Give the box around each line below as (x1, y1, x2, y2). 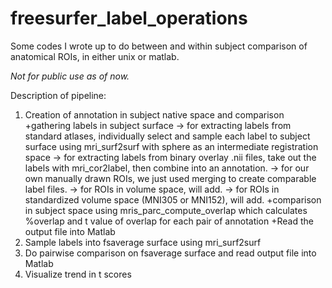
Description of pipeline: (10, 89, 107, 101)
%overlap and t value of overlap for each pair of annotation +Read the (24, 215, 314, 227)
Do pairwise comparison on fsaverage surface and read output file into (24, 247, 317, 259)
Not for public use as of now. (10, 70, 130, 82)
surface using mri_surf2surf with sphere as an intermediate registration (24, 140, 319, 152)
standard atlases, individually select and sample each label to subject (24, 130, 311, 142)
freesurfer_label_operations (10, 7, 248, 30)
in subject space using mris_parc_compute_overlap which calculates (24, 204, 308, 216)
